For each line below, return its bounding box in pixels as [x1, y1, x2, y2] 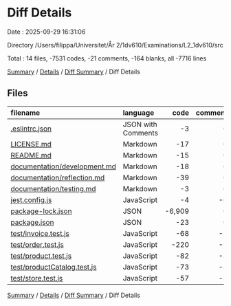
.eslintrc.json [10, 124, 52, 133]
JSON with [122, 119, 157, 129]
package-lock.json [10, 206, 72, 216]
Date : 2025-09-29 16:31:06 [7, 28, 86, 36]
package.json [10, 217, 54, 227]
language [122, 108, 155, 118]
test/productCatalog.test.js [10, 262, 97, 272]
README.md [10, 150, 52, 160]
